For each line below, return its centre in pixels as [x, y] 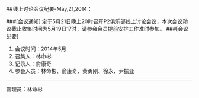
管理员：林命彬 [24, 89]
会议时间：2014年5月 [41, 49]
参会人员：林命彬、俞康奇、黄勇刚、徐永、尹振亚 [74, 71]
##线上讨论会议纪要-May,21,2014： [49, 9]
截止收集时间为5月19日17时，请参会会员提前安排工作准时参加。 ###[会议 [99, 29]
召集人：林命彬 [33, 56]
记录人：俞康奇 [33, 64]
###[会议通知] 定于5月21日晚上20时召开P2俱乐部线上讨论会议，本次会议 [94, 21]
